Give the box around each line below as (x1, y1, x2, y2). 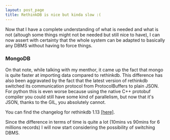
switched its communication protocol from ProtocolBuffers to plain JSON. (5, 82, 159, 89)
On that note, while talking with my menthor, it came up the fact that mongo (5, 67, 164, 73)
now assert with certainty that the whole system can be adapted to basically (5, 37, 165, 43)
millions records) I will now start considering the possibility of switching (5, 124, 155, 130)
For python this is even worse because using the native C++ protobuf (5, 88, 151, 94)
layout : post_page (5, 7, 44, 13)
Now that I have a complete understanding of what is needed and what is (5, 26, 159, 32)
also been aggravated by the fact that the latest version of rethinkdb (5, 77, 148, 83)
